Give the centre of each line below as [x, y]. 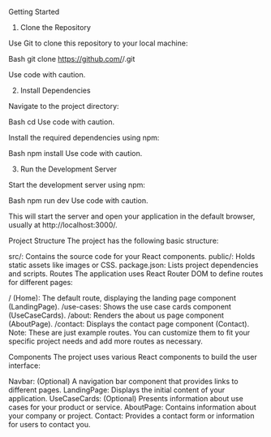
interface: [24, 366]
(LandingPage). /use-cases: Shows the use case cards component [120, 307]
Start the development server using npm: [77, 185]
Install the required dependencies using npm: [84, 138]
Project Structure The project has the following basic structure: [114, 240]
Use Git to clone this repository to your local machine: [98, 43]
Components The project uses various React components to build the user [133, 357]
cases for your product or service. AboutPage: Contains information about [133, 407]
